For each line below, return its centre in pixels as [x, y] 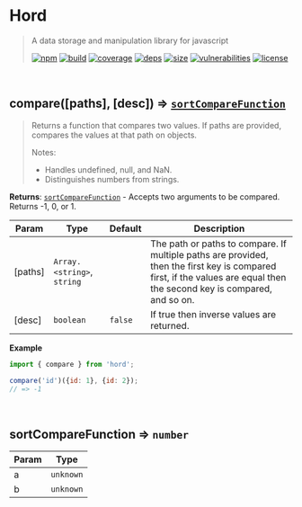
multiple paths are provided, [209, 254]
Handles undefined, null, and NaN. [108, 169]
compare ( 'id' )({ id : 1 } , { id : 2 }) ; [74, 380]
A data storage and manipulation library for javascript [130, 40]
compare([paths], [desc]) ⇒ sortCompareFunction [147, 104]
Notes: [44, 152]
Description [219, 228]
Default [125, 228]
